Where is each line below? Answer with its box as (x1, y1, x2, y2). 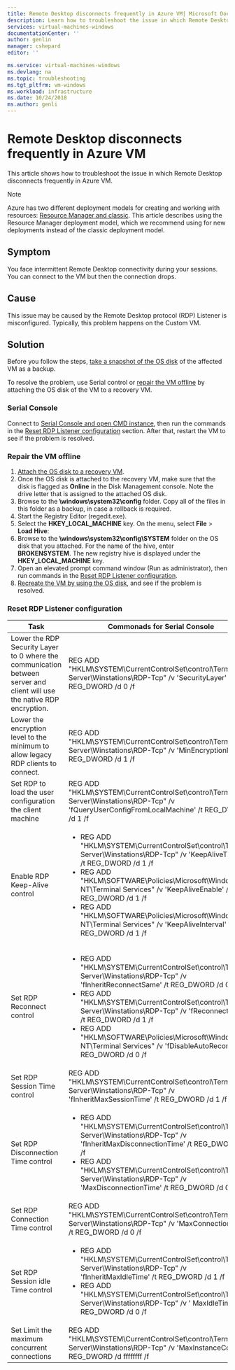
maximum (10, 1334, 43, 1344)
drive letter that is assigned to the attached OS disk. (17, 489, 167, 497)
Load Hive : (17, 526, 50, 535)
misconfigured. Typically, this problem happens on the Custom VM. (7, 318, 201, 327)
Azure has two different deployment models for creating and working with (7, 204, 220, 212)
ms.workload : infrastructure (7, 88, 92, 95)
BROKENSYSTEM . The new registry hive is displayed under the (17, 549, 201, 557)
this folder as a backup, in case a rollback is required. (17, 504, 172, 513)
